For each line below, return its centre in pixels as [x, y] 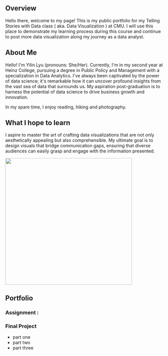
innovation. [17, 97]
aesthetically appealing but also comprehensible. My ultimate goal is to [79, 140]
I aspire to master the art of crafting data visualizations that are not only [80, 135]
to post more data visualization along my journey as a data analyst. [75, 36]
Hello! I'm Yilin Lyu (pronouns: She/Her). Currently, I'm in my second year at [84, 65]
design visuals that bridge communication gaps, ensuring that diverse [78, 146]
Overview [21, 8]
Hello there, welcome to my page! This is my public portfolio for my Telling [83, 20]
